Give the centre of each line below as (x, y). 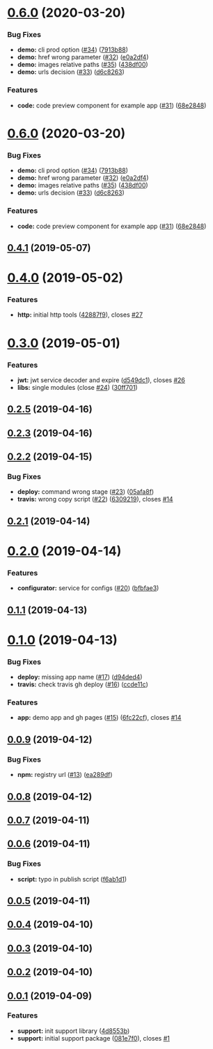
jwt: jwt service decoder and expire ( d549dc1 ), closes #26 (101, 380)
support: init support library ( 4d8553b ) (73, 1031)
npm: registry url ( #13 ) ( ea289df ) (65, 775)
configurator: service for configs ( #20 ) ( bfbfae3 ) (88, 588)
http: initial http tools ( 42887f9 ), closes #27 (80, 315)
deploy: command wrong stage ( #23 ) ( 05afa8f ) (86, 492)
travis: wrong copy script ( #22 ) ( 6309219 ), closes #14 (95, 499)
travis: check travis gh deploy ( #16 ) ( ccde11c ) (82, 684)
